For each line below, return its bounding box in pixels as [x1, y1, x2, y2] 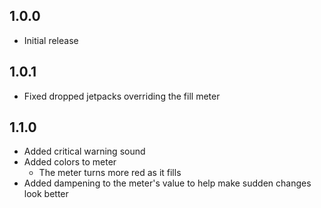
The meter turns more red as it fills [38, 167, 182, 179]
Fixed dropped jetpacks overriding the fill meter [23, 90, 221, 102]
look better [23, 188, 69, 200]
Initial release [23, 34, 79, 46]
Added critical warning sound [23, 145, 146, 158]
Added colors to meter [23, 156, 117, 168]
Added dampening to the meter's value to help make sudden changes [23, 177, 312, 189]
